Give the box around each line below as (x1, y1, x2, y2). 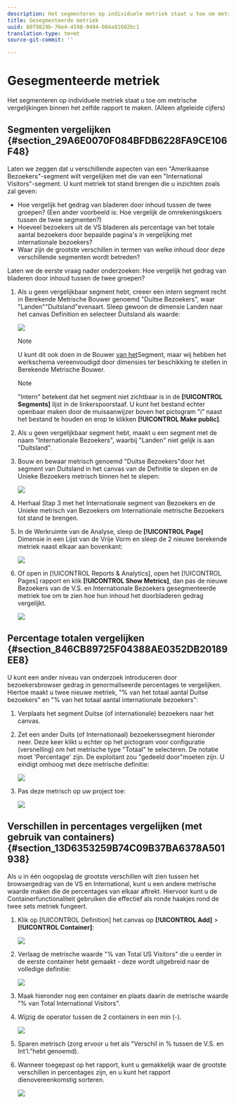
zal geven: (7, 187, 37, 195)
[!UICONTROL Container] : (17, 923, 95, 931)
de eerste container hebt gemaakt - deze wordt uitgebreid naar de (17, 957, 209, 966)
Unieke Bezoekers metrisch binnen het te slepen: (17, 472, 160, 480)
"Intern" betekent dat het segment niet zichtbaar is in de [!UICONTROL (17, 392, 223, 401)
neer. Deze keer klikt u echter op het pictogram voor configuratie (17, 737, 206, 746)
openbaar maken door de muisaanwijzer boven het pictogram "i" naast (17, 407, 223, 415)
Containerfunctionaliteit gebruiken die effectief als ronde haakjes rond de (7, 894, 219, 903)
